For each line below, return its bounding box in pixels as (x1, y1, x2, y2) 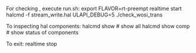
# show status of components (6, 29, 79, 36)
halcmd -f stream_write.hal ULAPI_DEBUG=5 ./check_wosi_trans (6, 11, 163, 18)
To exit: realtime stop (6, 41, 57, 47)
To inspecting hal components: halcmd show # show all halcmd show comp (6, 23, 190, 29)
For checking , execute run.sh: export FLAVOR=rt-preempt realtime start (6, 5, 182, 12)
